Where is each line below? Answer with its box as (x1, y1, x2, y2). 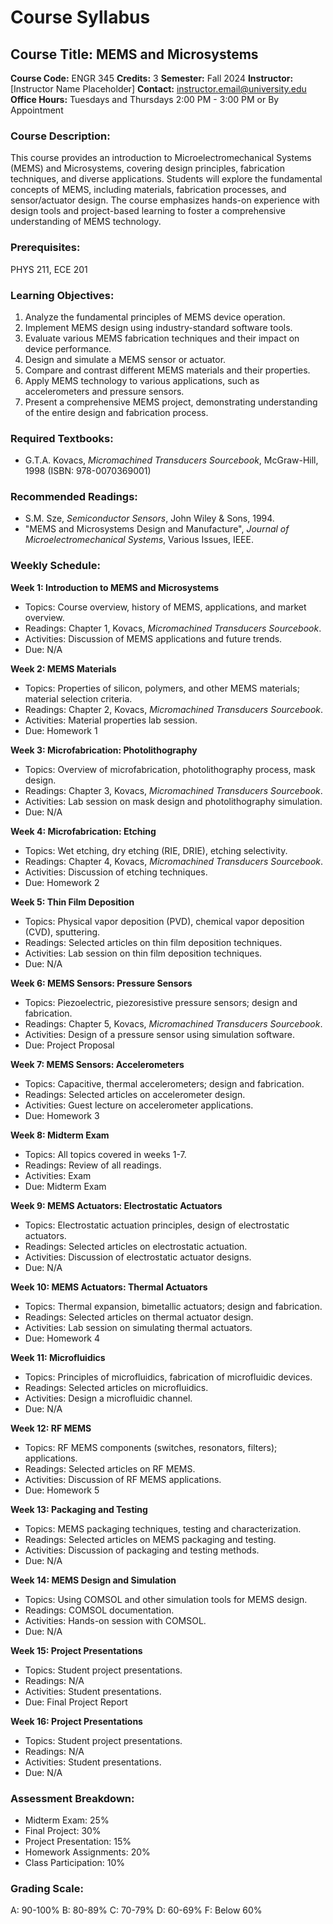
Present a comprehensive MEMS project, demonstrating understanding (24, 396, 318, 408)
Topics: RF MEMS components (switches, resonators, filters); (24, 1441, 278, 1453)
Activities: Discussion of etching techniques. (24, 866, 208, 878)
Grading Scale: (10, 1882, 84, 1895)
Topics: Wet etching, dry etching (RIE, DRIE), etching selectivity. (24, 844, 288, 856)
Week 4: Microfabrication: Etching (10, 825, 157, 837)
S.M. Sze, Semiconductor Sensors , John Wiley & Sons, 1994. (24, 512, 275, 525)
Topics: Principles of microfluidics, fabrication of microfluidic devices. (24, 1371, 313, 1383)
